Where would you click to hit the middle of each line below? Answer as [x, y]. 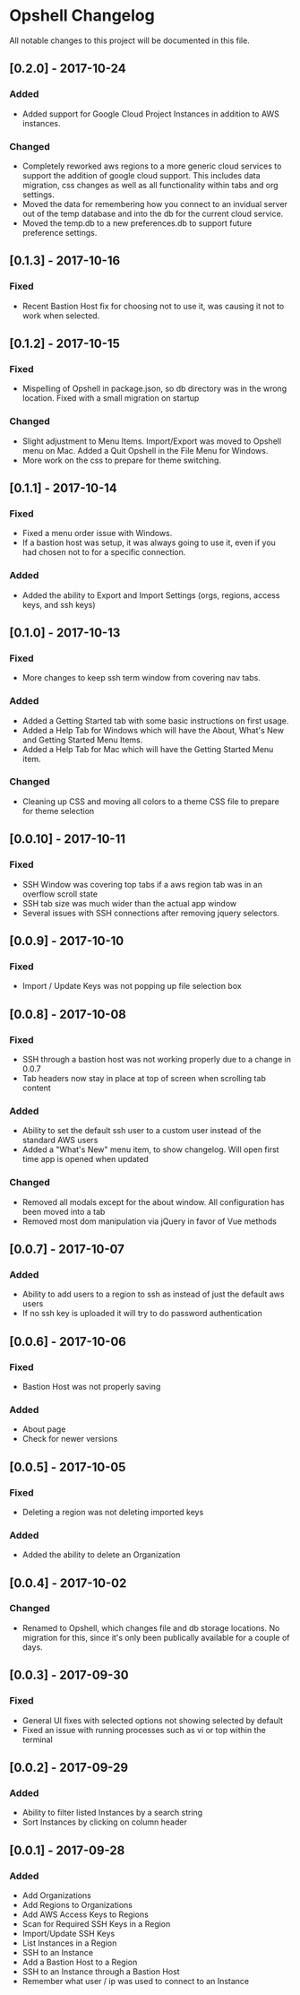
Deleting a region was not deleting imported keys [113, 1512]
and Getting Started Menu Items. [82, 740]
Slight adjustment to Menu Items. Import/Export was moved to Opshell [152, 441]
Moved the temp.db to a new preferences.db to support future [137, 223]
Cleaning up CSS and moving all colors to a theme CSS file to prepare [150, 801]
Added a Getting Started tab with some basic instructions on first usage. [155, 720]
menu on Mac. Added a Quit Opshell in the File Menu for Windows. [145, 450]
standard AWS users [60, 1141]
